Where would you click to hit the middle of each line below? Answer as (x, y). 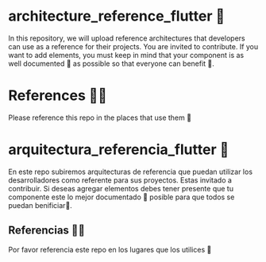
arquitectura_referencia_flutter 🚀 (119, 150)
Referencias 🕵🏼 (47, 231)
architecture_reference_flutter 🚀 (117, 16)
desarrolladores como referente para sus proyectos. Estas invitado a (120, 180)
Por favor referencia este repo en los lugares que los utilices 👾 (110, 249)
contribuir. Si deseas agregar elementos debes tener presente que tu (121, 188)
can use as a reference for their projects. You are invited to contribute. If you (133, 46)
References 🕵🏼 (58, 96)
